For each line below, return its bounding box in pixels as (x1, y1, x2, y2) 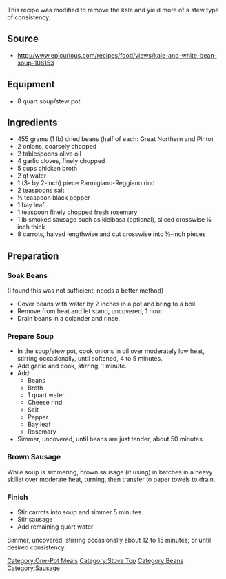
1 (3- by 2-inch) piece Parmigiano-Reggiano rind (17, 179, 155, 187)
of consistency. (7, 13, 51, 21)
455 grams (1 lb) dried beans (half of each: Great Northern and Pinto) (17, 135, 214, 143)
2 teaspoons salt (17, 186, 65, 195)
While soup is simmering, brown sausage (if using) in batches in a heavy (7, 467, 213, 476)
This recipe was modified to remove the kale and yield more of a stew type (7, 6, 219, 14)
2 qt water (17, 171, 47, 180)
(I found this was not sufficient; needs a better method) (7, 286, 164, 295)
